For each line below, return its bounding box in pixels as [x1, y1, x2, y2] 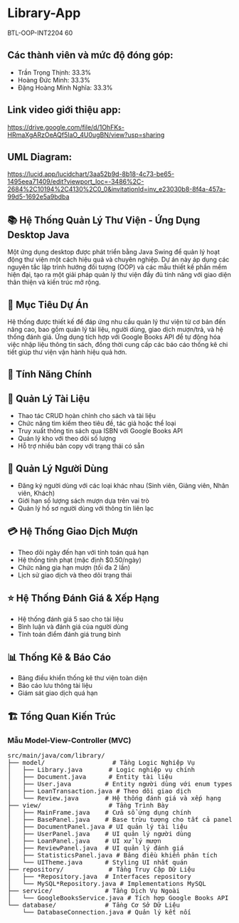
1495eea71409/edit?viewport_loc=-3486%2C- [7, 177, 144, 186]
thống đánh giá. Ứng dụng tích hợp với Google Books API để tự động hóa [7, 333, 221, 341]
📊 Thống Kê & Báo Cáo [7, 652, 112, 664]
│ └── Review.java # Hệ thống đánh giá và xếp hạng [7, 794, 222, 803]
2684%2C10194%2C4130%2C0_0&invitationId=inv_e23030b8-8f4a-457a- [7, 185, 226, 194]
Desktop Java [7, 229, 70, 241]
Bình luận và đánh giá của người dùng [17, 622, 129, 631]
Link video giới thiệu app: [7, 104, 121, 116]
